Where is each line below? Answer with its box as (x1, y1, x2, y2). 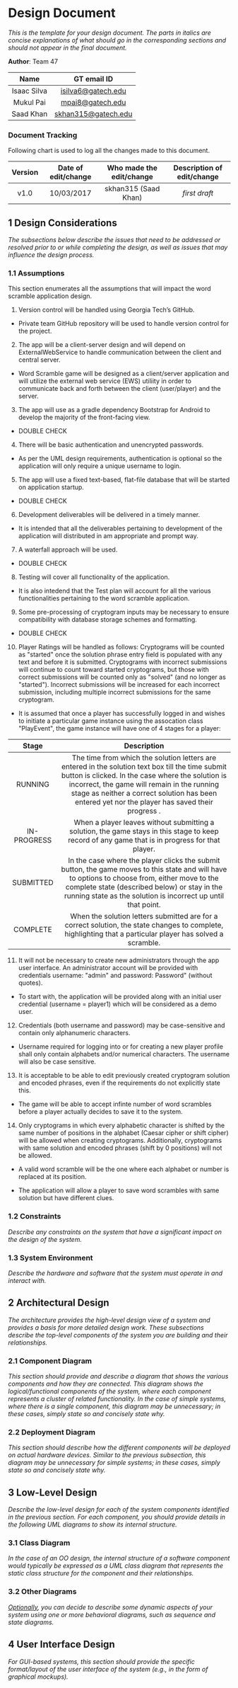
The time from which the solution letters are (71, 753, 217, 763)
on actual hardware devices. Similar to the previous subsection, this (8, 1451, 206, 1459)
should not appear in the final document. (8, 43, 127, 52)
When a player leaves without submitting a (73, 818, 215, 828)
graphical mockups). (8, 1672, 69, 1681)
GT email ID (73, 74, 114, 84)
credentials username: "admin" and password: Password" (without (18, 971, 213, 980)
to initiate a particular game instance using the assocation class (18, 717, 203, 725)
